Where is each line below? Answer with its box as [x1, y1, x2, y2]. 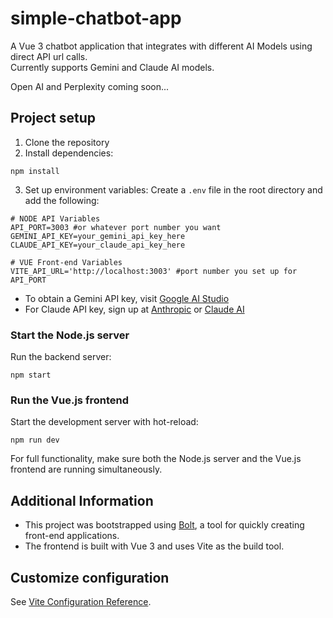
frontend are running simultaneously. [10, 463, 163, 476]
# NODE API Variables [10, 213, 101, 224]
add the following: [24, 194, 100, 206]
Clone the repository [24, 136, 110, 148]
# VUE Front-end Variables [10, 257, 123, 267]
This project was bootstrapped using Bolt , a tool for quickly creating [24, 519, 305, 531]
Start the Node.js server [10, 328, 130, 342]
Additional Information [10, 492, 154, 509]
